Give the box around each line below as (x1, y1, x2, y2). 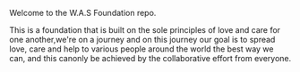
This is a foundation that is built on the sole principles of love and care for (9, 25, 280, 35)
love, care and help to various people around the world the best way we (9, 44, 274, 54)
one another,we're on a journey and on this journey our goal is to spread (9, 35, 276, 44)
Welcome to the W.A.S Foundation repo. (9, 8, 157, 18)
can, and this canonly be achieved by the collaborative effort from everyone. (9, 53, 292, 63)
